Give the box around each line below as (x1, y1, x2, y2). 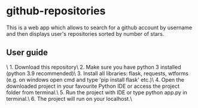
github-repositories (6, 4, 106, 18)
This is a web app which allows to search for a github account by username (6, 24, 193, 31)
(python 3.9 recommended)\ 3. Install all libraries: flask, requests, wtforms (6, 70, 189, 77)
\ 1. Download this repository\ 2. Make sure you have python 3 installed (6, 63, 181, 70)
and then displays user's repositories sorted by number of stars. (6, 30, 165, 37)
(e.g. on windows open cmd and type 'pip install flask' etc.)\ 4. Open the (6, 76, 184, 83)
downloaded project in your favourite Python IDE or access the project (6, 82, 179, 90)
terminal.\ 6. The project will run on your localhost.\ (6, 95, 133, 102)
